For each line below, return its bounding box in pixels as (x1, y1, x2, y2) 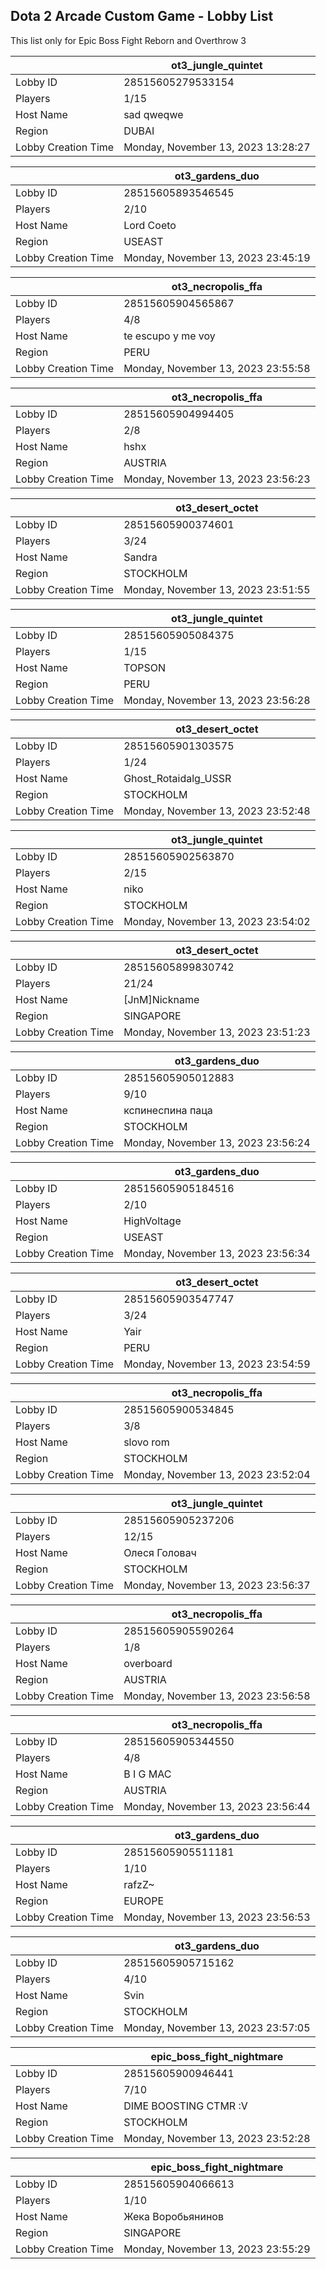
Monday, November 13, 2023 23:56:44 (123, 1799, 311, 1813)
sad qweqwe (123, 107, 184, 121)
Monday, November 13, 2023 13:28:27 (123, 140, 311, 154)
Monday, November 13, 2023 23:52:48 (123, 804, 311, 818)
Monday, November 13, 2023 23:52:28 (123, 2131, 311, 2145)
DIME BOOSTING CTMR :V (123, 2099, 248, 2113)
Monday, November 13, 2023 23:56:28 (123, 693, 311, 707)
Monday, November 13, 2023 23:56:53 (123, 1910, 311, 1924)
